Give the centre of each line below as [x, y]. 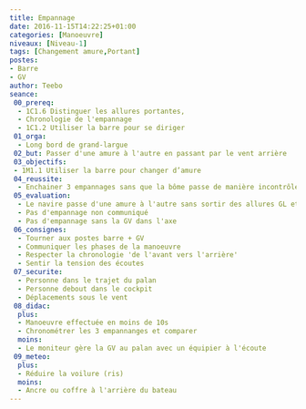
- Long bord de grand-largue [73, 145]
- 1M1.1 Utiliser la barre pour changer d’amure [107, 170]
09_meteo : [32, 356]
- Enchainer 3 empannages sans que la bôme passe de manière [136, 188]
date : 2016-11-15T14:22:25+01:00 [73, 26]
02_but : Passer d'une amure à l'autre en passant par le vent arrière [150, 153]
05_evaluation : [42, 196]
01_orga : [30, 137]
